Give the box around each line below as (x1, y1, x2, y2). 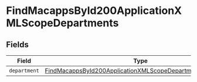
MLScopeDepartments (6, 16, 119, 30)
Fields (6, 40, 29, 49)
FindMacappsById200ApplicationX (6, 4, 182, 17)
